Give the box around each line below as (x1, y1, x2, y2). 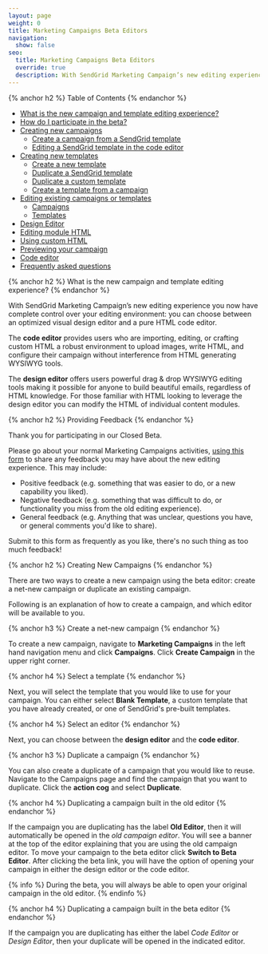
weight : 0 (8, 19, 41, 27)
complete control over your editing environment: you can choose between (8, 309, 252, 319)
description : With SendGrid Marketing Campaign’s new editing (15, 71, 227, 79)
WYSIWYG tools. (8, 358, 64, 368)
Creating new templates (19, 151, 99, 160)
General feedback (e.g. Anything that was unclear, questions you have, (19, 512, 254, 521)
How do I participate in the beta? (19, 117, 128, 126)
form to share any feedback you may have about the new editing (8, 454, 221, 464)
